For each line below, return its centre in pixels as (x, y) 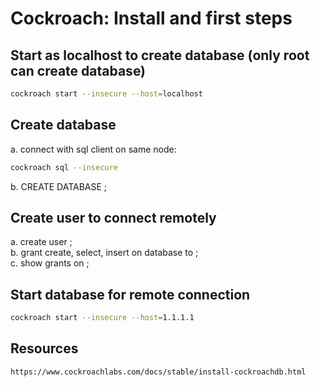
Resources (44, 348)
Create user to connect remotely (113, 217)
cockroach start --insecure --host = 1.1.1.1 (102, 318)
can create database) (78, 70)
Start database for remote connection (130, 294)
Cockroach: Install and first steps (151, 18)
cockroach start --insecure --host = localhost (106, 94)
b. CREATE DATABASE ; (59, 186)
